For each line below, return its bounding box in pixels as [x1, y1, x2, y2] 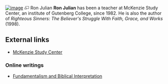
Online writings [5, 61, 44, 68]
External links [5, 35, 50, 44]
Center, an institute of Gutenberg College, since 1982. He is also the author [5, 10, 162, 16]
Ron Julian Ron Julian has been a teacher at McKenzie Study [30, 5, 158, 11]
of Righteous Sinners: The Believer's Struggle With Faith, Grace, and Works [5, 16, 163, 21]
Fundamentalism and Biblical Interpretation [12, 73, 103, 79]
